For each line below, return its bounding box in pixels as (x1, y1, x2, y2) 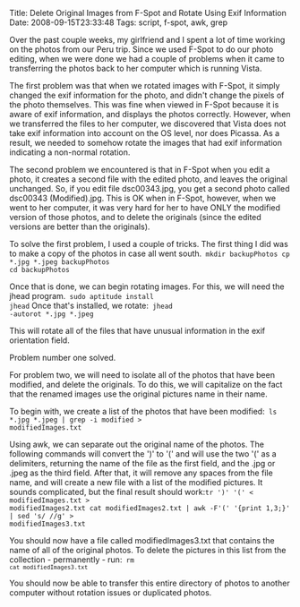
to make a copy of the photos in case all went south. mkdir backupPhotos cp (9, 248, 290, 259)
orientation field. (9, 335, 70, 346)
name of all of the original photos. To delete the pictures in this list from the (9, 545, 287, 555)
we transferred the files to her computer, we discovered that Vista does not (9, 118, 287, 129)
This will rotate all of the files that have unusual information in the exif (9, 326, 266, 336)
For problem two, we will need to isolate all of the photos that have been (9, 370, 276, 380)
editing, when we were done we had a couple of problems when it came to (9, 54, 285, 64)
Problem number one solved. (9, 353, 116, 363)
